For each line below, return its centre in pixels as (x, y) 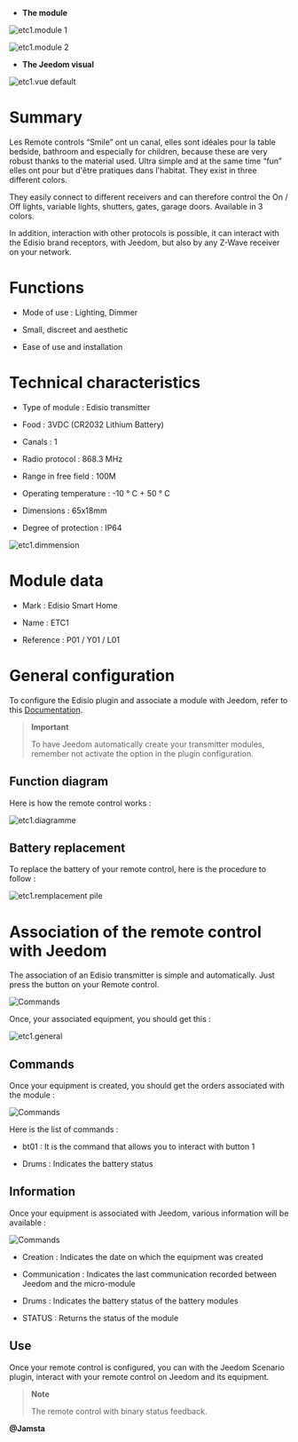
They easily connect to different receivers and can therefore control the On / (149, 197)
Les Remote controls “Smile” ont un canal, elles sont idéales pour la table (143, 142)
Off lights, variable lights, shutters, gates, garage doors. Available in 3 (136, 206)
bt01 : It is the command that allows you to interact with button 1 (138, 1147)
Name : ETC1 (45, 622)
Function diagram (59, 782)
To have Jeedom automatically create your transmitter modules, (148, 744)
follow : (23, 879)
